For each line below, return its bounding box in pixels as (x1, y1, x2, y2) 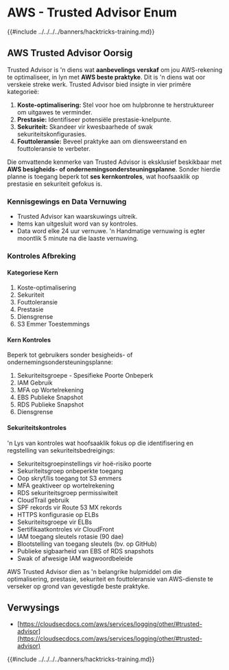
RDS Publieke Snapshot (16, 400, 84, 409)
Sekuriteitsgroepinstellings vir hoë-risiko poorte (16, 459, 152, 468)
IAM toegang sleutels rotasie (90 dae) (16, 532, 124, 540)
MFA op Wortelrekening (16, 386, 84, 394)
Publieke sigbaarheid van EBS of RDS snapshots (16, 547, 154, 555)
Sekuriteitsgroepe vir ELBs (16, 518, 93, 526)
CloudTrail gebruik (16, 496, 70, 504)
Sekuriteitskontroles (7, 423, 67, 431)
